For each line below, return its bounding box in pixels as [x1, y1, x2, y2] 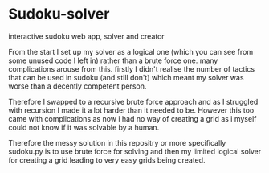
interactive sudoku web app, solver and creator [8, 31, 165, 41]
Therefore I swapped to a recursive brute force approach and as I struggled [8, 97, 259, 106]
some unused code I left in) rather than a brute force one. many [8, 56, 218, 65]
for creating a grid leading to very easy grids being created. [8, 154, 206, 165]
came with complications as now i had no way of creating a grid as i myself [8, 113, 257, 123]
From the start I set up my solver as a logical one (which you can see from [8, 47, 254, 56]
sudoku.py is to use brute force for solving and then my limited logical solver [8, 146, 262, 156]
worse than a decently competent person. [8, 81, 147, 91]
